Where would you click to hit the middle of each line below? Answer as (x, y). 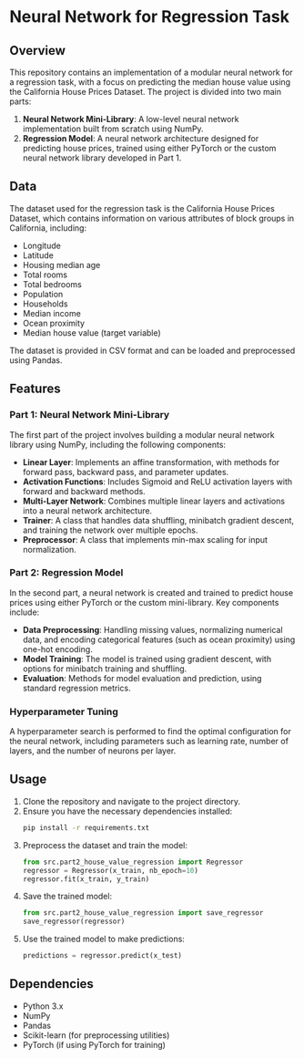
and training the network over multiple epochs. (110, 530)
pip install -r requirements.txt (86, 827)
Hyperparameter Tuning (64, 711)
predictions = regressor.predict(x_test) (102, 956)
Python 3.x (43, 1006)
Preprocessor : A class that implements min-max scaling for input (145, 539)
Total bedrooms (52, 284)
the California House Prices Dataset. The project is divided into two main (146, 92)
